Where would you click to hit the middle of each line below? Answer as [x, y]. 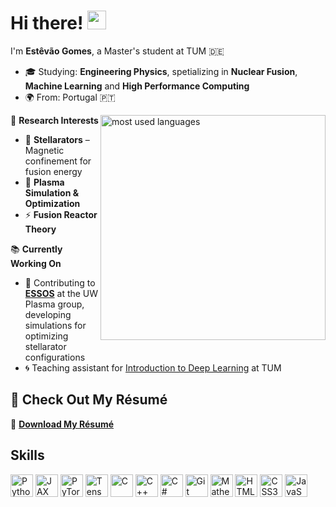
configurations [55, 357]
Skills [27, 455]
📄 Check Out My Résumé [89, 400]
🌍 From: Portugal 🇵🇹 [70, 97]
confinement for [58, 161]
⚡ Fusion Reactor [61, 214]
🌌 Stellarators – [57, 139]
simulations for [55, 325]
